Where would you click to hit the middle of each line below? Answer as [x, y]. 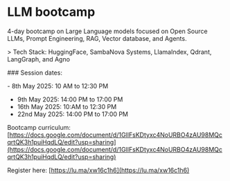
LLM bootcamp [51, 12]
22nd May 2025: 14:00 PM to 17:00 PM [72, 114]
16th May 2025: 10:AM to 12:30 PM [67, 106]
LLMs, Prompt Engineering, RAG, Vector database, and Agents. [97, 38]
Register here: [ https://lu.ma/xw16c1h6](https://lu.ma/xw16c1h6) [98, 170]
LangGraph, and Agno [39, 59]
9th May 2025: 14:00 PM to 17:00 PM [70, 99]
